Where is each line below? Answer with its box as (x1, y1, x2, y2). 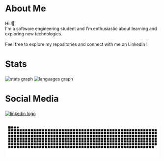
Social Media (5, 93, 59, 105)
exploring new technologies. (5, 31, 62, 37)
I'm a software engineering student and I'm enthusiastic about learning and (5, 26, 157, 32)
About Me (5, 3, 46, 14)
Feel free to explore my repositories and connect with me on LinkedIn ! (5, 41, 148, 47)
